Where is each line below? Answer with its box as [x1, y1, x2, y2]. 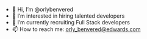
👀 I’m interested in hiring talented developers [12, 12, 125, 19]
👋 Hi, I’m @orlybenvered [12, 6, 74, 13]
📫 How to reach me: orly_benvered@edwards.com [12, 26, 141, 33]
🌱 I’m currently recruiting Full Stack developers [12, 19, 130, 26]
